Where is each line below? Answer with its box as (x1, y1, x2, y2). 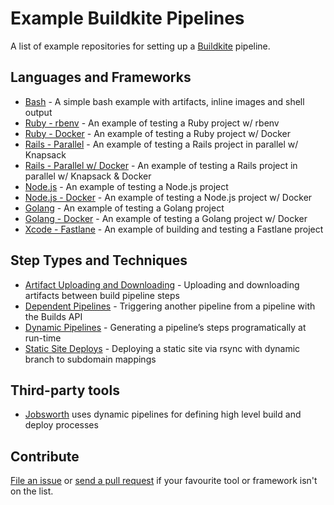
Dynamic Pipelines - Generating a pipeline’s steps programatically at (24, 321, 307, 333)
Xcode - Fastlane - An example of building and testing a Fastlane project (24, 223, 324, 235)
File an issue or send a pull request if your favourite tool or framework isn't (10, 475, 318, 487)
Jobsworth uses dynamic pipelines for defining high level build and (24, 408, 302, 421)
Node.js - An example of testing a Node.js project (24, 180, 229, 192)
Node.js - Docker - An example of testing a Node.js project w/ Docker (24, 191, 313, 203)
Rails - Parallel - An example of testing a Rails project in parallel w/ (24, 138, 299, 150)
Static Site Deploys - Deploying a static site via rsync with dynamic (24, 342, 301, 354)
